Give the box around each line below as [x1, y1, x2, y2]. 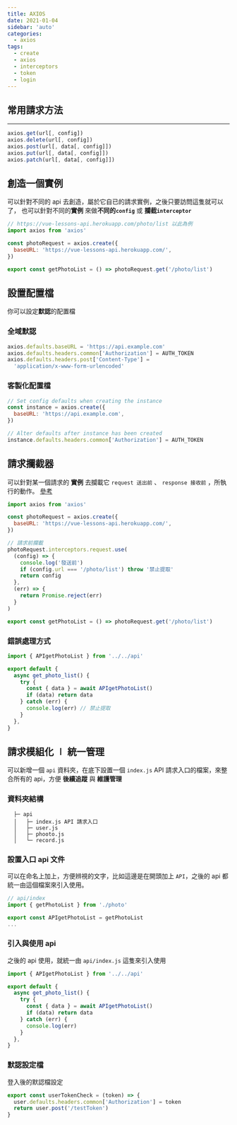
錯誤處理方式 [7, 636, 51, 646]
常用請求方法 [7, 104, 63, 116]
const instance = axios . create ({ [7, 404, 106, 411]
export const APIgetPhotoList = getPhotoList [7, 914, 143, 921]
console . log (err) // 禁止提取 [25, 705, 111, 712]
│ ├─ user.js [13, 824, 59, 832]
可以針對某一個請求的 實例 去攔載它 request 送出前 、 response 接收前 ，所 [7, 478, 221, 486]
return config [20, 572, 61, 580]
